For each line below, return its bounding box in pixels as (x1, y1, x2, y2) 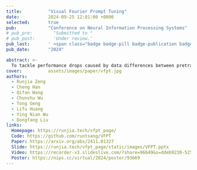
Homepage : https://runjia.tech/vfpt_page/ (11, 128, 117, 134)
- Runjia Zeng (11, 79, 46, 85)
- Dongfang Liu (11, 117, 49, 123)
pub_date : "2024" (6, 47, 64, 53)
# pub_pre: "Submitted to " (6, 30, 93, 36)
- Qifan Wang (11, 90, 43, 96)
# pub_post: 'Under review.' (6, 36, 93, 41)
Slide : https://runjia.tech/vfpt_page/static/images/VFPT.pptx (11, 144, 169, 150)
